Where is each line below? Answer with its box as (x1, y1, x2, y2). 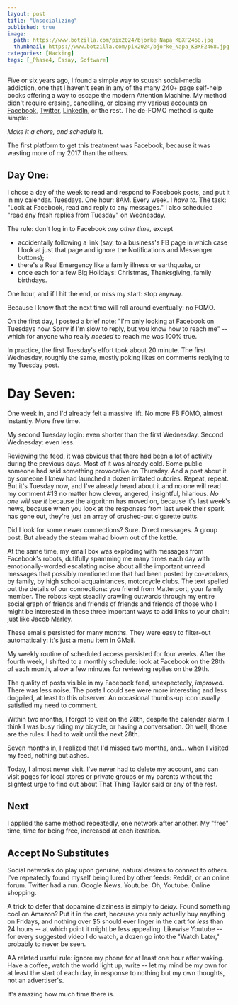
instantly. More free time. (7, 416, 81, 425)
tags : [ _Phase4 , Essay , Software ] (7, 57, 110, 64)
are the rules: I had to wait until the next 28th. (7, 729, 140, 738)
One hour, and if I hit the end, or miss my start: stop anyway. (7, 289, 183, 298)
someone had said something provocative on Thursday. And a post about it (7, 466, 227, 475)
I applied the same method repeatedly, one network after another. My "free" (7, 819, 229, 828)
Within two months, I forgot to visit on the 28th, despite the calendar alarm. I (7, 714, 230, 723)
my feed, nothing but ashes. (7, 751, 89, 759)
